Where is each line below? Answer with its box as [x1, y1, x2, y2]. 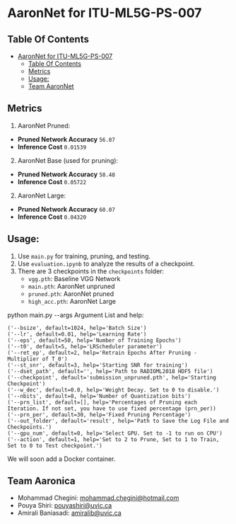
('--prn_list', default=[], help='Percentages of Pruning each [7, 399, 198, 406]
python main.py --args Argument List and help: [7, 310, 144, 319]
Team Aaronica [7, 475, 76, 487]
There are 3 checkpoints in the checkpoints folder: [17, 267, 165, 275]
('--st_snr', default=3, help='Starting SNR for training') [7, 361, 189, 369]
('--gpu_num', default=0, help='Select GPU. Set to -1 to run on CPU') [7, 430, 223, 437]
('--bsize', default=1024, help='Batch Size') [7, 324, 147, 331]
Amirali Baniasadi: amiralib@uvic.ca [17, 508, 122, 518]
